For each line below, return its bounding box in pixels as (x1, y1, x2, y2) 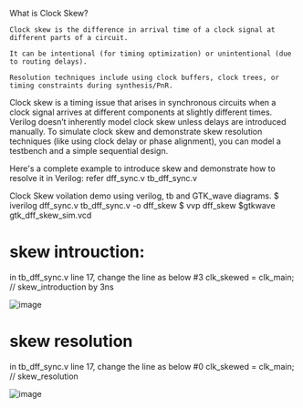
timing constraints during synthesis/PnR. (9, 81, 173, 90)
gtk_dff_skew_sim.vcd (9, 209, 92, 220)
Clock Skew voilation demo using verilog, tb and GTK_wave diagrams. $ (9, 190, 280, 201)
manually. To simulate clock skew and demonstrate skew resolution (9, 127, 263, 137)
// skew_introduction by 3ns (9, 281, 114, 292)
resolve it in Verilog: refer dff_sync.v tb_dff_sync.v (9, 173, 198, 183)
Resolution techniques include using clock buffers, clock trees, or (9, 73, 280, 82)
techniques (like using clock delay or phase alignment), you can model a (9, 136, 281, 147)
